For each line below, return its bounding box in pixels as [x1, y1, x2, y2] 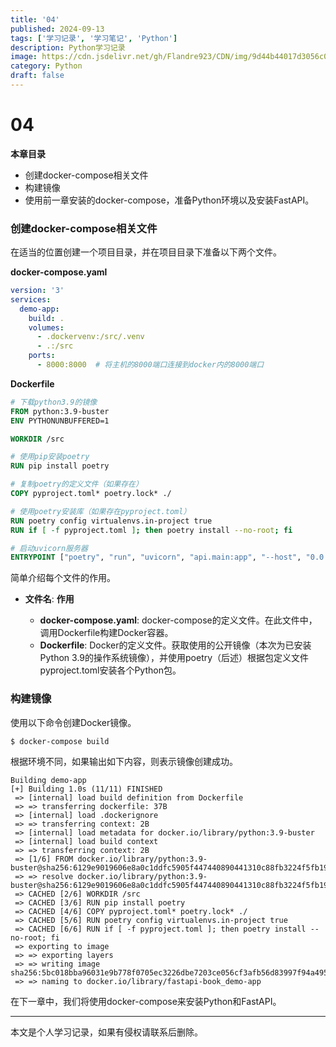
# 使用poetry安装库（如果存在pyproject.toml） [10, 506, 192, 516]
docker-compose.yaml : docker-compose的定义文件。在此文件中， [39, 614, 318, 626]
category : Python [10, 61, 83, 71]
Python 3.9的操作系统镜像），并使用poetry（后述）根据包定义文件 [39, 652, 310, 664]
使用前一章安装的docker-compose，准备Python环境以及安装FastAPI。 [24, 194, 315, 206]
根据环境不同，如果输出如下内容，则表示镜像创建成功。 [10, 755, 238, 767]
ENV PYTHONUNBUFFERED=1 [10, 416, 110, 426]
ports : [28, 351, 56, 361]
